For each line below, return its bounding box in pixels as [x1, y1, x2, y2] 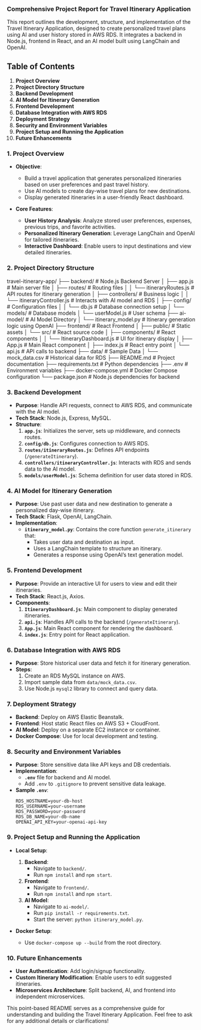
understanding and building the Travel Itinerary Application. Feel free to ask [7, 1011, 193, 1018]
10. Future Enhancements [7, 954, 83, 962]
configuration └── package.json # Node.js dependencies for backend [7, 373, 180, 380]
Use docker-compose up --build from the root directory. [24, 939, 162, 946]
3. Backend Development [7, 388, 81, 396]
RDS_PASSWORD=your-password [15, 809, 86, 815]
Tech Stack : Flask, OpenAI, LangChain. [15, 513, 112, 520]
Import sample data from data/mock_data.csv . [24, 678, 137, 685]
